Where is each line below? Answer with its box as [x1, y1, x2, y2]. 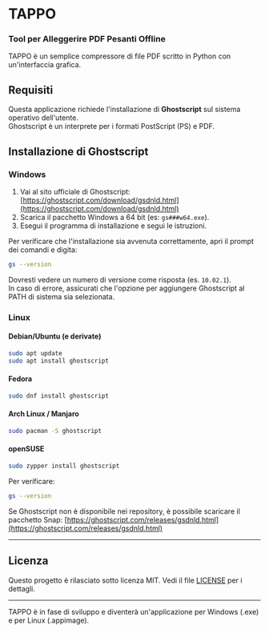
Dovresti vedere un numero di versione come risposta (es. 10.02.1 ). [8, 274, 232, 284]
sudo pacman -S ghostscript [8, 427, 102, 435]
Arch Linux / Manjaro [8, 409, 80, 419]
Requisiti [8, 83, 54, 97]
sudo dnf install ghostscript [8, 391, 110, 400]
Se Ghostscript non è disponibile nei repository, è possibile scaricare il [8, 506, 240, 516]
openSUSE [8, 444, 45, 454]
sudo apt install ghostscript [8, 357, 110, 365]
